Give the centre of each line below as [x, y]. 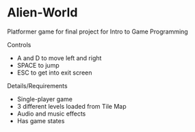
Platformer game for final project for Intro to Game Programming [97, 31]
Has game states [41, 120]
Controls [19, 44]
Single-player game [45, 99]
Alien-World [42, 13]
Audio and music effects [51, 114]
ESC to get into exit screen [54, 72]
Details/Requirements [37, 85]
